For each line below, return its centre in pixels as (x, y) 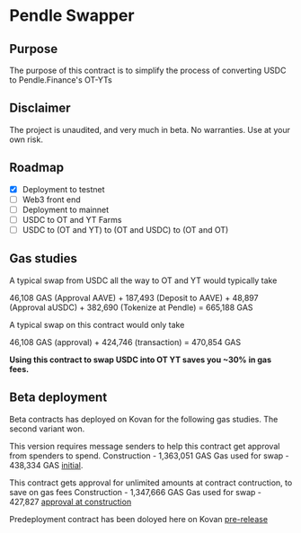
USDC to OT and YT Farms (72, 219)
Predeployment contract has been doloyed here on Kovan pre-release (138, 519)
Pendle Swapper (72, 16)
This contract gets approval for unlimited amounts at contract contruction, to (151, 483)
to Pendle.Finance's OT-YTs (61, 80)
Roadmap (37, 168)
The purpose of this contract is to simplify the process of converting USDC (148, 70)
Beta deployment (58, 398)
